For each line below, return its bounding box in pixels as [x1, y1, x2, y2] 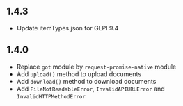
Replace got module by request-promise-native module [16, 62, 177, 71]
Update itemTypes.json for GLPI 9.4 [16, 24, 119, 32]
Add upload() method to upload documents [16, 69, 142, 78]
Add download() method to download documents [16, 77, 157, 85]
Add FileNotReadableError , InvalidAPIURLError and [16, 85, 165, 93]
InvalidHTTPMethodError [16, 93, 86, 100]
